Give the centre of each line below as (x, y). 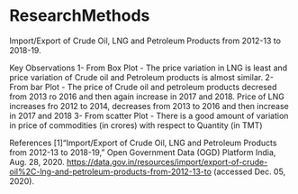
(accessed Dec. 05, (249, 171)
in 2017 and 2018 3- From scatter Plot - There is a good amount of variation (149, 115)
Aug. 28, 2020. (37, 162)
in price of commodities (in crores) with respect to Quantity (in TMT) (136, 125)
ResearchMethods (80, 16)
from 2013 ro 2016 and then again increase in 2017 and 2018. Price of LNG (147, 97)
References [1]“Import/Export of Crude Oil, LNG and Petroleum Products (143, 143)
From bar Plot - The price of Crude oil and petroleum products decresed (143, 87)
